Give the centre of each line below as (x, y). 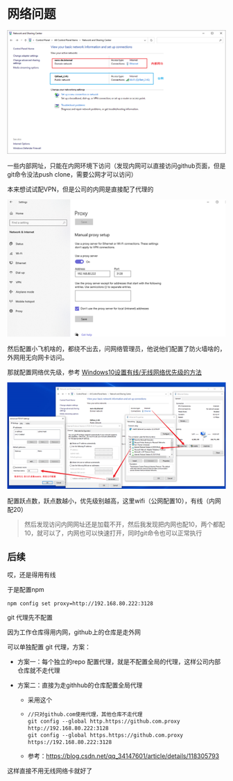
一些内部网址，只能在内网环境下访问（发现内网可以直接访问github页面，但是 (116, 166)
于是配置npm (26, 590)
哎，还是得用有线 (32, 575)
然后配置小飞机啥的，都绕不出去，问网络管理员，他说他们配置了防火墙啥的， (116, 348)
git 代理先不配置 (30, 618)
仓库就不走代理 (38, 670)
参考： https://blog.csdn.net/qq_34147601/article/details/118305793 (123, 756)
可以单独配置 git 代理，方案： (49, 647)
